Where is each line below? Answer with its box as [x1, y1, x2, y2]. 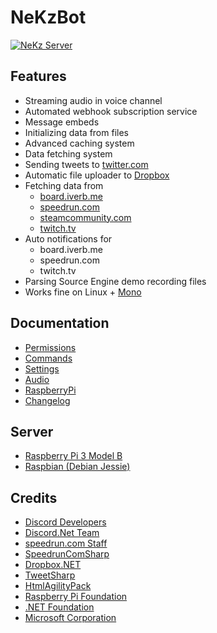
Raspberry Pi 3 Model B [24, 450, 123, 462]
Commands [24, 352, 73, 364]
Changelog [24, 394, 71, 406]
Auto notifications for [24, 232, 113, 245]
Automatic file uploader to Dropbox [24, 169, 170, 181]
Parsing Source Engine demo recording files [24, 275, 207, 287]
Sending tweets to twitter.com [24, 158, 149, 170]
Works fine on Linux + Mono [24, 286, 142, 298]
